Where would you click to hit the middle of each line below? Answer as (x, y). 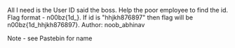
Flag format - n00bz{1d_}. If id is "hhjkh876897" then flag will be (100, 17)
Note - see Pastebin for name (50, 38)
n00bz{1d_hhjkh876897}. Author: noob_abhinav (76, 25)
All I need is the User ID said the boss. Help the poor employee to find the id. (118, 10)
